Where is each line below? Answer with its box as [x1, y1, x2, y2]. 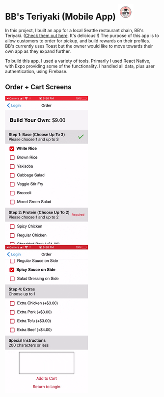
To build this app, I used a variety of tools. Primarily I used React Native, [5, 58, 151, 64]
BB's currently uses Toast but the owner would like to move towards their [5, 43, 153, 49]
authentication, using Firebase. [5, 69, 68, 74]
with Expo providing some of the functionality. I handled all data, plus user [5, 63, 155, 69]
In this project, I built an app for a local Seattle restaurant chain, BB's [5, 28, 144, 34]
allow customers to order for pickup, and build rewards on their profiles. [5, 38, 151, 44]
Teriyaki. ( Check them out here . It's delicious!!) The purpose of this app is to [5, 33, 159, 38]
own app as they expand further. [5, 48, 71, 54]
